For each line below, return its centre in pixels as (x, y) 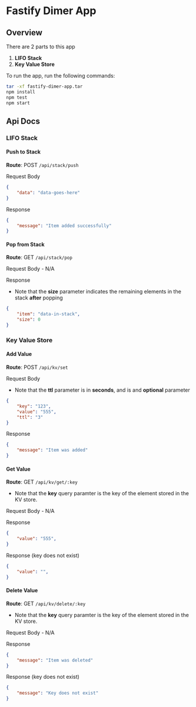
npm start (18, 103)
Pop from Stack (26, 244)
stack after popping (39, 298)
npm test (17, 97)
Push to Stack (24, 152)
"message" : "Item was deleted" (55, 660)
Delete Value (22, 591)
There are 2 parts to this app (41, 46)
